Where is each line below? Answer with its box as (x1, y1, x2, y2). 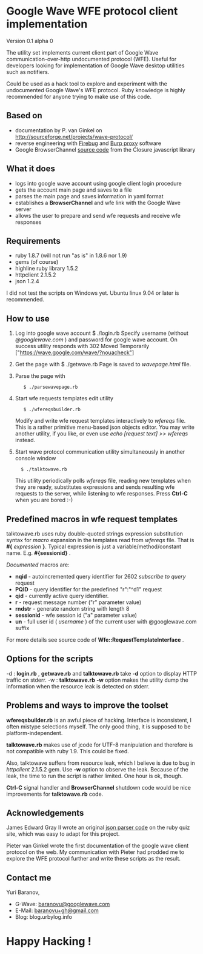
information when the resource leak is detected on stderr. (6, 682, 150, 690)
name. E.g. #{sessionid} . (6, 549, 71, 556)
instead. (15, 437, 36, 444)
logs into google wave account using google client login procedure (15, 180, 182, 187)
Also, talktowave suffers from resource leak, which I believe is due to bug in (6, 759, 195, 767)
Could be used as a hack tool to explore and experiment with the (6, 80, 168, 87)
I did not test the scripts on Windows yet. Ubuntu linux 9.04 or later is (6, 289, 179, 297)
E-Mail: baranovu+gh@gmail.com (15, 907, 99, 914)
